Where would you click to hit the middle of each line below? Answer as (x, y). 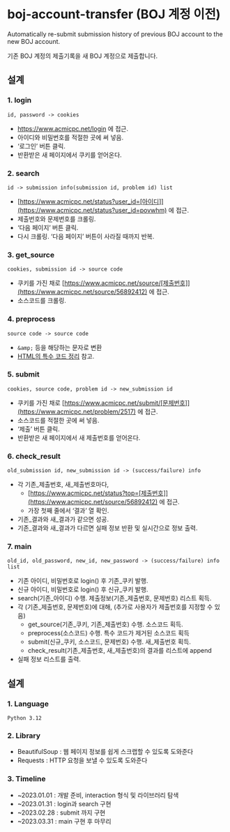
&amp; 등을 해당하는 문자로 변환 (60, 347)
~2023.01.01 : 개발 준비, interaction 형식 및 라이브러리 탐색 (98, 795)
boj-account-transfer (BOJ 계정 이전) (114, 14)
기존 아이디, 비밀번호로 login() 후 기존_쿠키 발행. (83, 581)
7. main (20, 547)
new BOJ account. (34, 41)
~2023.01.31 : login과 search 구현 (64, 803)
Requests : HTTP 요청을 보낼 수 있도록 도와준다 (82, 760)
